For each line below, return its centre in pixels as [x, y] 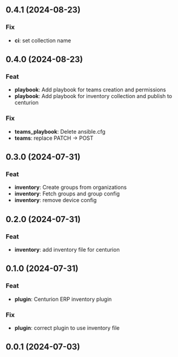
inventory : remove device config [56, 200]
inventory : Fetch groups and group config [67, 194]
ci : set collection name [43, 40]
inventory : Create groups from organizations [71, 188]
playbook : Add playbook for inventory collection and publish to [93, 96]
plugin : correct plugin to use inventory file [67, 328]
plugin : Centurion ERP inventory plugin [63, 299]
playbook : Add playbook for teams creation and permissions [90, 90]
